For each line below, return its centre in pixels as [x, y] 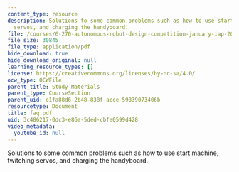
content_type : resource [43, 14]
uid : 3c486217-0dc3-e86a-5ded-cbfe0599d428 [73, 119]
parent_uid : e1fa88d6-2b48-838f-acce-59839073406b [84, 100]
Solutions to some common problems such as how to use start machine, [113, 153]
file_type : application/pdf [49, 47]
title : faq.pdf [30, 113]
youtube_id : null [39, 133]
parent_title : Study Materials [54, 87]
